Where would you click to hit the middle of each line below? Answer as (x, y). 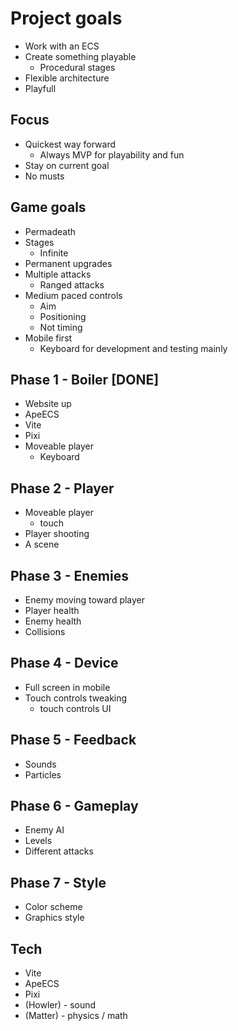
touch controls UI (75, 708)
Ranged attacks (72, 284)
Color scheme (53, 907)
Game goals (48, 207)
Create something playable (80, 56)
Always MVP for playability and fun (112, 154)
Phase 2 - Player (62, 488)
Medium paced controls (73, 295)
